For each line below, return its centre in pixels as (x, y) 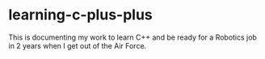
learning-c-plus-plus (81, 15)
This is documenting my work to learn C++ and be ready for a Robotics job (132, 37)
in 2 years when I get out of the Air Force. (78, 45)
